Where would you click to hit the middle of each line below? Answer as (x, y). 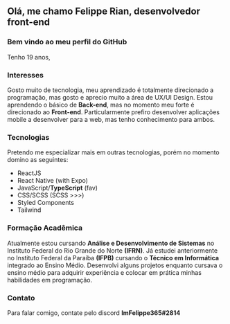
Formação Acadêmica (45, 228)
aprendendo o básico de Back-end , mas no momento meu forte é (101, 105)
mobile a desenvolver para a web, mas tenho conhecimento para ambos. (111, 119)
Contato (21, 298)
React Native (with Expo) (53, 181)
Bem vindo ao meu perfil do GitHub (67, 42)
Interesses (25, 75)
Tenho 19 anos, (29, 57)
